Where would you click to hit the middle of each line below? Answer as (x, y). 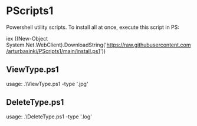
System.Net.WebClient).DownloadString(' (57, 45)
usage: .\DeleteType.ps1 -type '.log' (49, 117)
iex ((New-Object (27, 38)
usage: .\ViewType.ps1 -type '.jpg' (47, 84)
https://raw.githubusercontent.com (149, 45)
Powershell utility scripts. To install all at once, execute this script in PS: (93, 27)
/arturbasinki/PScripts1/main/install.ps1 (53, 51)
